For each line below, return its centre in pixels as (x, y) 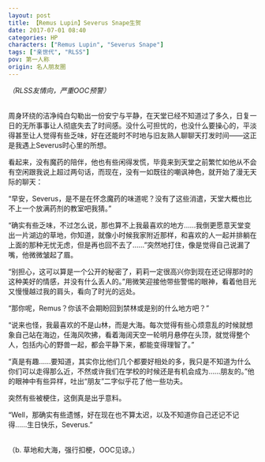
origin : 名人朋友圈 (37, 67)
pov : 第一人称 (29, 60)
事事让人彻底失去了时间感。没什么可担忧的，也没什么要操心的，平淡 (146, 125)
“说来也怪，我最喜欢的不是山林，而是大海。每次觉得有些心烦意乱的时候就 (127, 325)
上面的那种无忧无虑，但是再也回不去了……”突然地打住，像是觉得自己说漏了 (129, 245)
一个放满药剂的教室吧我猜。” (67, 208)
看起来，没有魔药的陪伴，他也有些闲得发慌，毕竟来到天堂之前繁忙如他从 (125, 162)
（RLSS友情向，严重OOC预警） (59, 90)
